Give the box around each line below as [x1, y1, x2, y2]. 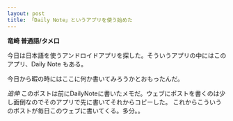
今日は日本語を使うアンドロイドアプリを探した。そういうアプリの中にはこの [7, 51, 227, 59]
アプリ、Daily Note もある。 [7, 59, 88, 68]
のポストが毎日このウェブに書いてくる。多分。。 [7, 106, 144, 115]
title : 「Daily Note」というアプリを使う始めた [7, 17, 134, 24]
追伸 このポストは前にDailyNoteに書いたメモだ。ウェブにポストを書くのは [7, 89, 220, 97]
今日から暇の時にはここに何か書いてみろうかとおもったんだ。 [7, 74, 184, 83]
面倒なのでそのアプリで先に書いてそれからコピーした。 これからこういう [13, 97, 223, 106]
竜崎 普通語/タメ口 [7, 36, 61, 45]
